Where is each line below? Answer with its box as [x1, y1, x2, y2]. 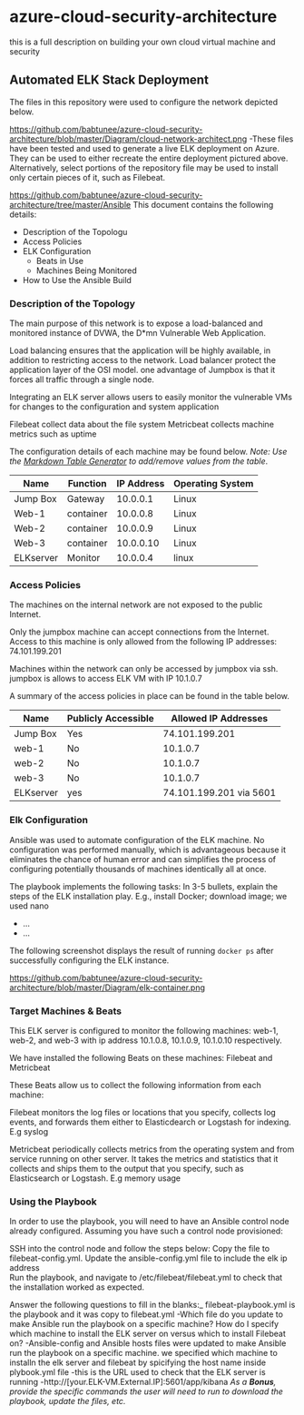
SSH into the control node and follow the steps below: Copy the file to [9, 1243, 270, 1254]
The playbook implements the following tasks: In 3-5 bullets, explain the [9, 880, 279, 891]
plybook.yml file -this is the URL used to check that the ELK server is [9, 1367, 266, 1378]
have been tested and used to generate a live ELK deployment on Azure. [9, 142, 279, 153]
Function [67, 477, 107, 490]
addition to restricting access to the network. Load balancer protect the [9, 355, 277, 366]
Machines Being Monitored [35, 265, 138, 276]
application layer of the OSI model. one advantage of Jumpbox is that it [9, 365, 276, 376]
